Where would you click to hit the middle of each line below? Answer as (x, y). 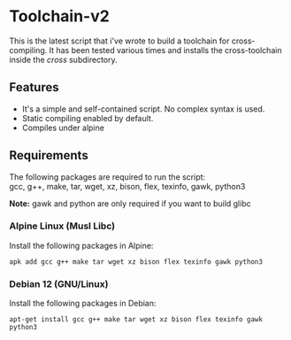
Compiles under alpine (63, 127)
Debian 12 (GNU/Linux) (59, 283)
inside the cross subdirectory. (63, 59)
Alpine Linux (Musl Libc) (62, 226)
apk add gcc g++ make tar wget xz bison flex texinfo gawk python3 (136, 262)
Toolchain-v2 (60, 16)
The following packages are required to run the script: (107, 177)
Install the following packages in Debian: (83, 304)
